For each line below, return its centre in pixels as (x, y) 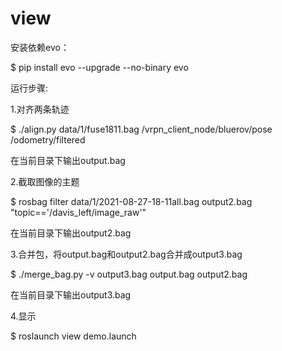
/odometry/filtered (48, 139)
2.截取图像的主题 (45, 181)
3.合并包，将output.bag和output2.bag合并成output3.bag (126, 254)
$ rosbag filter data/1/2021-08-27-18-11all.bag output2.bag (131, 201)
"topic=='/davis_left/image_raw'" (78, 212)
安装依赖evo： (40, 47)
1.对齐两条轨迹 (40, 109)
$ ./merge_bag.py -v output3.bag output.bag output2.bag (129, 274)
